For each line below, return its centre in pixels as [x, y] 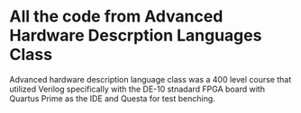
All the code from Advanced [116, 17]
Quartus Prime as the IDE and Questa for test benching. [113, 98]
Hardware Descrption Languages [136, 35]
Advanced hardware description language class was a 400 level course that [150, 79]
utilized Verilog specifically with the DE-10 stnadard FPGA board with [137, 89]
